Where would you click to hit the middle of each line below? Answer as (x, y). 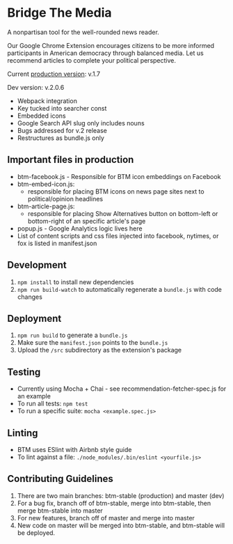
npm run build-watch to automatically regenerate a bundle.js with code (120, 289)
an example (34, 396)
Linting (23, 433)
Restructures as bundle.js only (61, 138)
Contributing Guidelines (60, 479)
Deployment (34, 318)
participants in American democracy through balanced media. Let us (105, 53)
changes (30, 297)
